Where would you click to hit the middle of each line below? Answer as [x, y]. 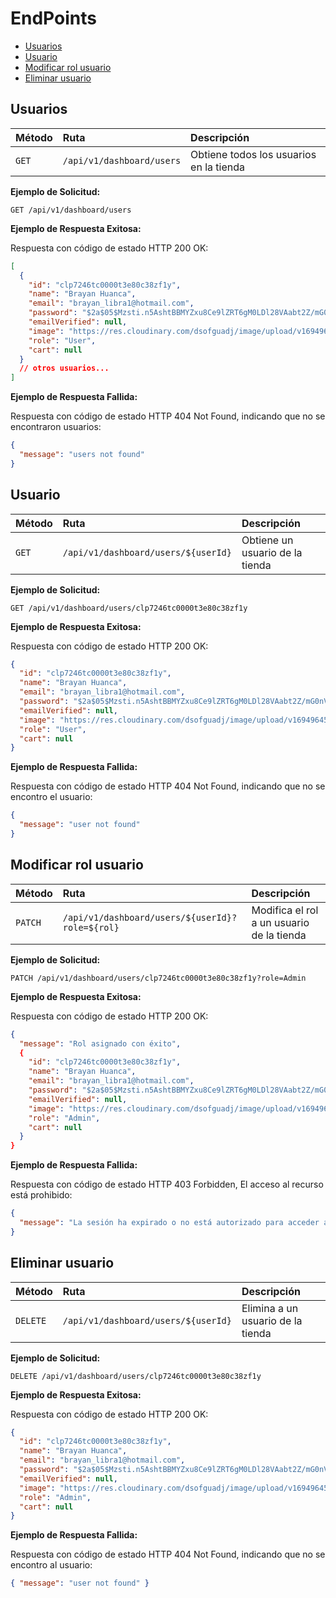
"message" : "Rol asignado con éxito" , [100, 1043]
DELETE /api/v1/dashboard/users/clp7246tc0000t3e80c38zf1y [136, 1376]
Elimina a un [270, 1308]
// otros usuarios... [64, 368]
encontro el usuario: [51, 797]
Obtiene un [267, 540]
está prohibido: [41, 1195]
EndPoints [53, 18]
